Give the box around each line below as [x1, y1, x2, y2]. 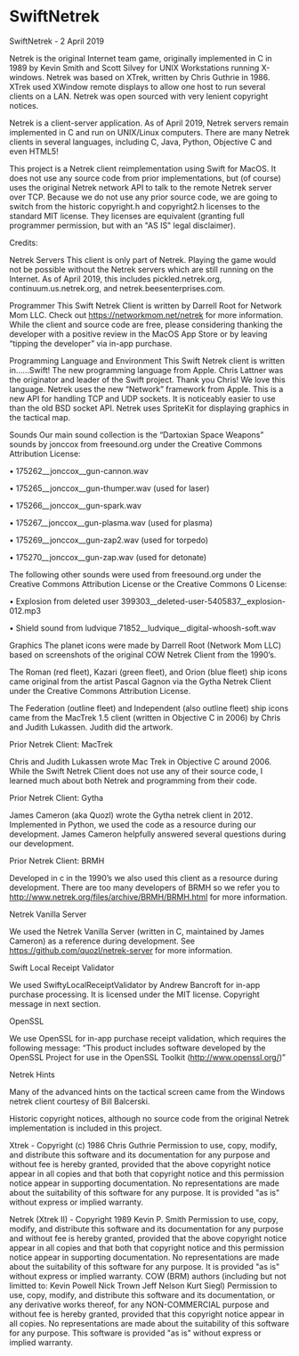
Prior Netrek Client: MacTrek [9, 739, 113, 749]
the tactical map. [9, 412, 71, 422]
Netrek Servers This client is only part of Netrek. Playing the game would [9, 254, 277, 265]
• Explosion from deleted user [9, 595, 119, 607]
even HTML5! [9, 145, 60, 157]
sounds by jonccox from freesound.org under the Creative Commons [9, 438, 263, 449]
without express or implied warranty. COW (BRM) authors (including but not [9, 1270, 287, 1281]
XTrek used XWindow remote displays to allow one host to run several [9, 81, 266, 92]
